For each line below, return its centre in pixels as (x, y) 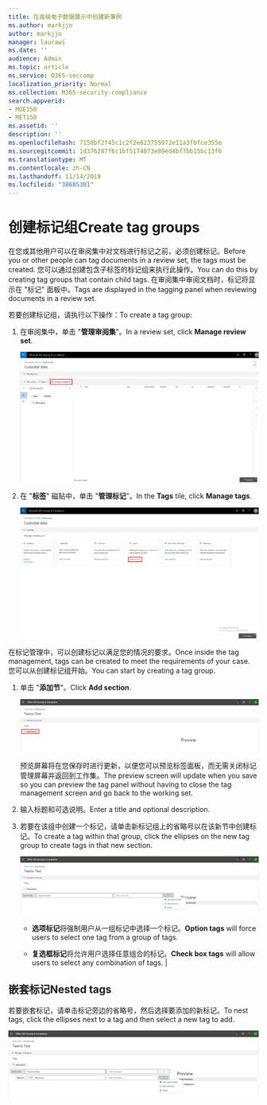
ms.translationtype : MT (48, 159)
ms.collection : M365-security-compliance (78, 92)
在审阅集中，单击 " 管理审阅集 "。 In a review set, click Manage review (133, 332)
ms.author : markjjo (41, 25)
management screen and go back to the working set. (106, 793)
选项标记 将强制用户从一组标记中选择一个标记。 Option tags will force (144, 928)
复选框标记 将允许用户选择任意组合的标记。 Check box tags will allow (143, 954)
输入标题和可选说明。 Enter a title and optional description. (115, 810)
